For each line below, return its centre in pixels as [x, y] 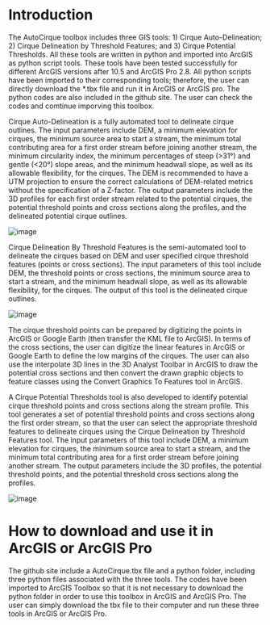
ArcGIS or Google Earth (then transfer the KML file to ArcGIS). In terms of [130, 338]
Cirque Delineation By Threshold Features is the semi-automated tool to [127, 247]
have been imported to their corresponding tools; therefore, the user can [129, 80]
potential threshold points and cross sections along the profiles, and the [128, 207]
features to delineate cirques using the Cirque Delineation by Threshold [127, 431]
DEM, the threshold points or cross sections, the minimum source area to [129, 273]
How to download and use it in [111, 531]
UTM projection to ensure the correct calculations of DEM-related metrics [131, 181]
